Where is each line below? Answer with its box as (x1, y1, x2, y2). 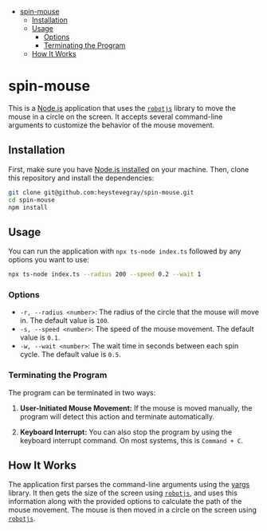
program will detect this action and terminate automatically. (19, 411, 215, 421)
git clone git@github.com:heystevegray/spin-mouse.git (8, 188, 194, 196)
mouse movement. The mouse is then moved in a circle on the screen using (8, 505, 257, 515)
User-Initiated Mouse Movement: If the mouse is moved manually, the (19, 403, 253, 413)
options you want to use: (8, 255, 89, 265)
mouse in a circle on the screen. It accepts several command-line (8, 112, 223, 121)
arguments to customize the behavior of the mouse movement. (8, 120, 215, 130)
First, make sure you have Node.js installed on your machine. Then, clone (8, 164, 249, 174)
